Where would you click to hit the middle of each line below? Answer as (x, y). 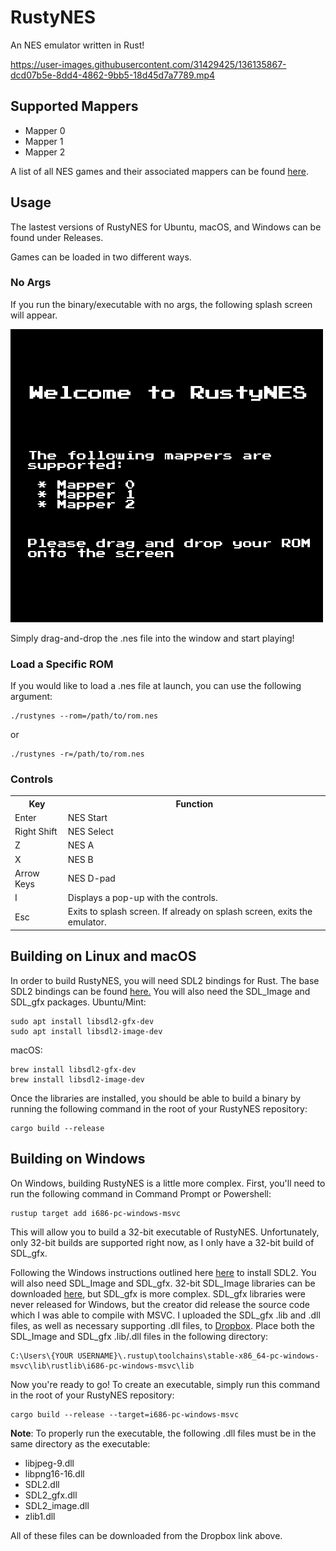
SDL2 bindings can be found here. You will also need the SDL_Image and (160, 991)
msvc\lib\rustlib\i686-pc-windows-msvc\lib (102, 1366)
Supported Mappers (74, 106)
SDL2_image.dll (57, 1505)
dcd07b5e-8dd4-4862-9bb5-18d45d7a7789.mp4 (113, 75)
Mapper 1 (44, 141)
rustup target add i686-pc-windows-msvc (96, 1213)
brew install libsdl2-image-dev (77, 1079)
